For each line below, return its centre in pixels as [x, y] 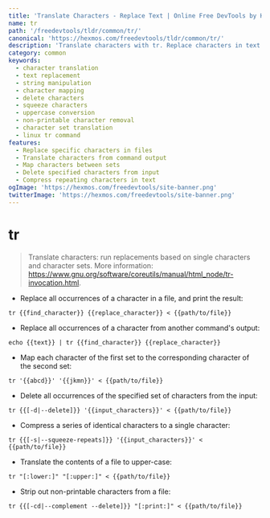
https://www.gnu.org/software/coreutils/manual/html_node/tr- [131, 274]
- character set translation [64, 128]
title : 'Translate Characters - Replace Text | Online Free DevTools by [133, 16]
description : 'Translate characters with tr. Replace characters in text [135, 46]
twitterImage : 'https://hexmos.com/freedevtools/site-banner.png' [122, 195]
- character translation [57, 68]
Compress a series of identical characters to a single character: [125, 425]
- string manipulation [53, 83]
